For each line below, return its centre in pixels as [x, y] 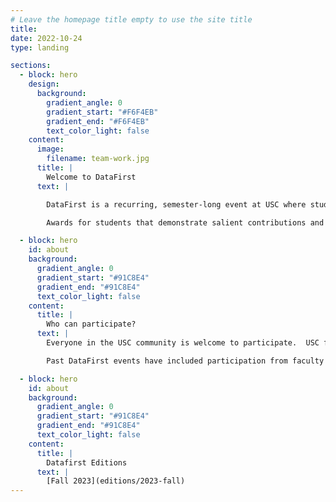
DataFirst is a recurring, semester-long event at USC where [176, 204]
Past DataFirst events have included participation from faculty [185, 361]
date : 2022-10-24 [46, 38]
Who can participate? [91, 324]
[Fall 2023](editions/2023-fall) [116, 481]
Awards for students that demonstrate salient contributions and [185, 222]
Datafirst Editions [87, 462]
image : [50, 149]
